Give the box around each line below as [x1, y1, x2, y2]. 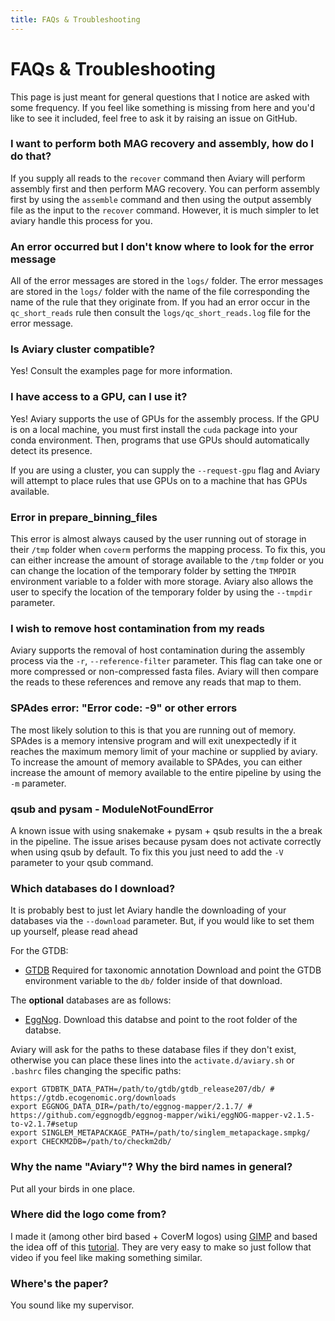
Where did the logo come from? [10, 1207, 167, 1221]
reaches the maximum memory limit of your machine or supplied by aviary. [10, 745, 318, 757]
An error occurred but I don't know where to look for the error [10, 239, 315, 253]
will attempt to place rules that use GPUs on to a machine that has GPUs [10, 474, 308, 486]
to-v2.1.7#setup [10, 1119, 78, 1130]
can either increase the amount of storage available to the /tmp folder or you [10, 554, 325, 566]
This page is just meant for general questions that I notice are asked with [10, 91, 310, 103]
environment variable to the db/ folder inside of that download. [24, 975, 283, 987]
